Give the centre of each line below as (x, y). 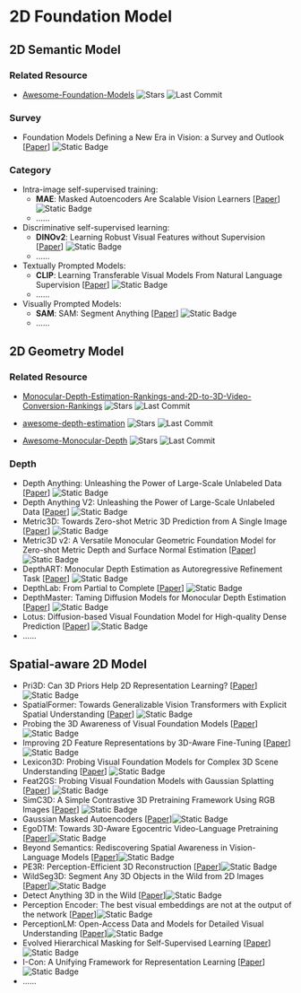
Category (30, 170)
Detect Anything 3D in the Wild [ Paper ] (94, 895)
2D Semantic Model (65, 50)
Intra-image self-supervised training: (90, 189)
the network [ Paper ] (59, 915)
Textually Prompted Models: (74, 266)
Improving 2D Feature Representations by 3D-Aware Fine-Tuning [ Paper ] (156, 743)
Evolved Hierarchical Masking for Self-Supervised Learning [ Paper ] (146, 943)
